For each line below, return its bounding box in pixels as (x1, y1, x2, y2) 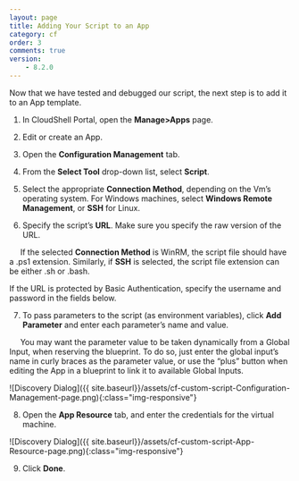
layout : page (9, 13, 58, 22)
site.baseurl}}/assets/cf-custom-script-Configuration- (91, 382, 290, 393)
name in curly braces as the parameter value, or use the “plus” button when (9, 355, 288, 367)
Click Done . (21, 462, 66, 474)
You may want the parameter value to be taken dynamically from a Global (20, 336, 290, 347)
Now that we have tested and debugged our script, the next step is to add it (9, 87, 287, 98)
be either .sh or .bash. (9, 266, 90, 276)
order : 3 (9, 38, 42, 47)
